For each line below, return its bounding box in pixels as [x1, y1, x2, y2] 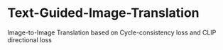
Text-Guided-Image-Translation [7, 5, 200, 21]
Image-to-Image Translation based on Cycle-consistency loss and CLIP [7, 28, 217, 37]
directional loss [7, 35, 52, 44]
